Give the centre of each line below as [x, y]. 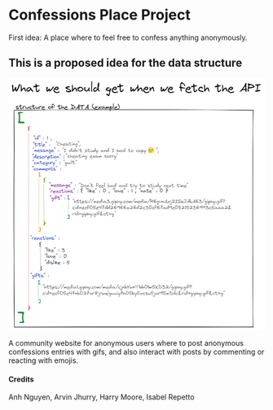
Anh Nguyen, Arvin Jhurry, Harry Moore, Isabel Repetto [101, 397]
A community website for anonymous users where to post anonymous [126, 343]
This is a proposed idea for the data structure [125, 63]
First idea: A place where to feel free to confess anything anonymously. [128, 37]
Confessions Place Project [100, 15]
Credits [21, 379]
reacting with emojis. [44, 360]
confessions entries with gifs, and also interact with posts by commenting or [136, 352]
